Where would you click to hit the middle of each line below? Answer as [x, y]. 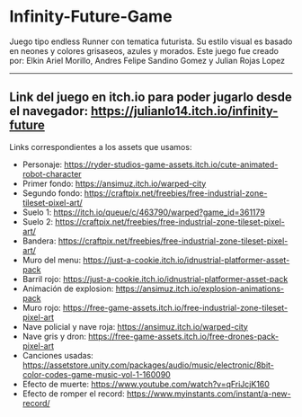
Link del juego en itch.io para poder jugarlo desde [151, 98]
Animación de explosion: [68, 288]
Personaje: [42, 164]
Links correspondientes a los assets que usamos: [101, 146]
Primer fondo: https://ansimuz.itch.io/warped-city [114, 183]
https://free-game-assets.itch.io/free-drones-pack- [184, 336]
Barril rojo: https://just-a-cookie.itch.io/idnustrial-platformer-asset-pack [155, 279]
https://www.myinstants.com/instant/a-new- [209, 394]
